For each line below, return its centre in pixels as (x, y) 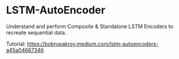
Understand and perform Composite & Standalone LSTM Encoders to (90, 26)
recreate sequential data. (36, 32)
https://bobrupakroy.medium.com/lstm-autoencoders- (93, 44)
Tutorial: (16, 44)
